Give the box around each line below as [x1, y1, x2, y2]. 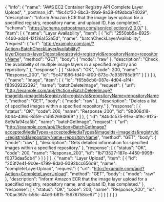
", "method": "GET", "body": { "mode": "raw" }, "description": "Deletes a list [5, 98, 157, 103]
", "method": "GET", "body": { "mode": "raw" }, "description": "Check [19, 56, 158, 62]
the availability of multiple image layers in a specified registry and [5, 61, 137, 67]
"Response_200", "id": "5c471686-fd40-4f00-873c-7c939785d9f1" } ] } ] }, [5, 72, 157, 77]
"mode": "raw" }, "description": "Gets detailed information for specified [5, 140, 148, 145]
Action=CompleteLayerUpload [5, 171, 66, 177]
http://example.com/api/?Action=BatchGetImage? [7, 124, 106, 129]
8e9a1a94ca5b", [5, 119, 38, 125]
